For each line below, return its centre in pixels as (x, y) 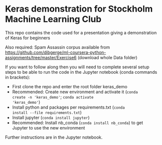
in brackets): (18, 77)
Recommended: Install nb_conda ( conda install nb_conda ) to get (78, 123)
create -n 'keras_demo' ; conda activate (53, 97)
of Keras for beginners (28, 38)
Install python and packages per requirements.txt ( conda (69, 107)
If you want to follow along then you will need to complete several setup (77, 67)
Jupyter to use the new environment (49, 128)
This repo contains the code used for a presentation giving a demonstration (81, 32)
